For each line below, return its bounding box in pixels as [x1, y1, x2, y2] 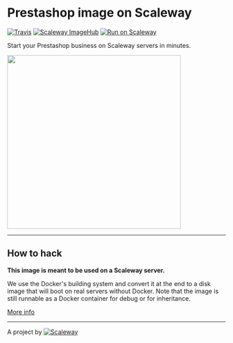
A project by [7, 328, 42, 336]
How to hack [7, 248, 62, 260]
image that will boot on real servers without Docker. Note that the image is [7, 287, 219, 295]
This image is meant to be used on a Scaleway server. [7, 266, 165, 274]
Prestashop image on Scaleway [7, 5, 192, 21]
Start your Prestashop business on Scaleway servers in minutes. [7, 41, 191, 49]
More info [7, 308, 35, 316]
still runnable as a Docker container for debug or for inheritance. [7, 294, 191, 303]
